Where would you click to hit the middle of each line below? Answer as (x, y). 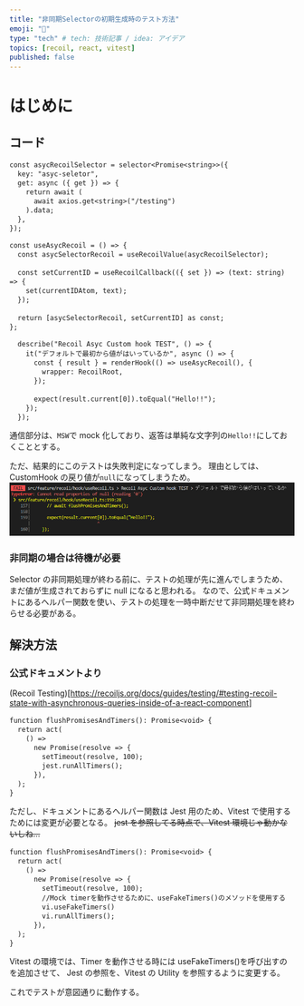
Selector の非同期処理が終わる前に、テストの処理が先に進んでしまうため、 (148, 580)
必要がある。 (57, 613)
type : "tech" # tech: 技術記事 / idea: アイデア (97, 38)
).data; (40, 210)
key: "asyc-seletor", (58, 174)
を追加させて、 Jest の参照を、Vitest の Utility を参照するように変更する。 (147, 972)
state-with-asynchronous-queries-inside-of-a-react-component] (131, 702)
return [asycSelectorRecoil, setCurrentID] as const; (121, 318)
